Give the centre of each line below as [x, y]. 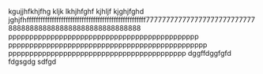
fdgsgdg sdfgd [32, 61]
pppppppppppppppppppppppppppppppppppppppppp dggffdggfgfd [120, 53]
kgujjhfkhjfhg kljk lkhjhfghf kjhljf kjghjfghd [76, 11]
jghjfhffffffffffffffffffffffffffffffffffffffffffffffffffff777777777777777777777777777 [131, 20]
